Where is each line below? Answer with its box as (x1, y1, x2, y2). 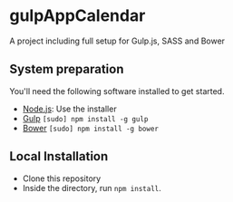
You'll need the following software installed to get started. (9, 85, 225, 96)
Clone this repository (22, 173, 102, 184)
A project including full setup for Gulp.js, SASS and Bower (9, 35, 225, 46)
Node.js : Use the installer (22, 103, 117, 114)
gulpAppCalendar (9, 5, 146, 26)
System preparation (9, 62, 124, 77)
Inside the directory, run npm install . (22, 182, 161, 193)
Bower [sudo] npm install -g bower (22, 122, 159, 133)
